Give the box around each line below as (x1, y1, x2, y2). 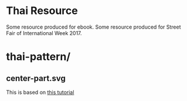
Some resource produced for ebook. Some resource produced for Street (6, 23, 181, 30)
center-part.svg (6, 73, 66, 83)
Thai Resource (6, 4, 78, 18)
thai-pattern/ (6, 50, 71, 64)
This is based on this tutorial (6, 89, 74, 96)
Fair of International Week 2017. (6, 29, 82, 36)
